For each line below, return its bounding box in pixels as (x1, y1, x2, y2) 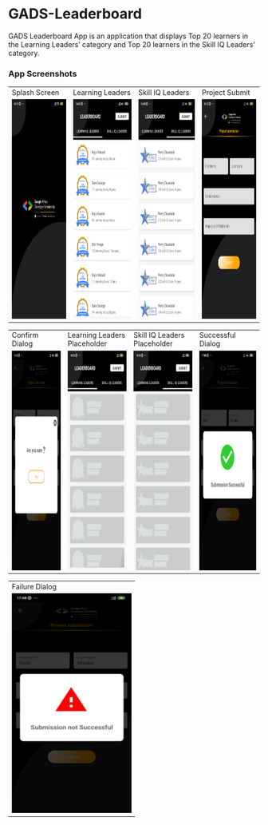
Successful (199, 331, 237, 340)
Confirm (11, 331, 39, 340)
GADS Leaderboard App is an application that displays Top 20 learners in (8, 31, 249, 41)
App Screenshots (8, 68, 77, 79)
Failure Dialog (11, 581, 57, 591)
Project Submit (202, 87, 250, 97)
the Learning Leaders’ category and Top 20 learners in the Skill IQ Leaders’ (8, 39, 255, 49)
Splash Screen (11, 87, 60, 97)
